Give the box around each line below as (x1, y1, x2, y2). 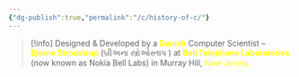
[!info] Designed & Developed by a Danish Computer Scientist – (30, 38, 266, 48)
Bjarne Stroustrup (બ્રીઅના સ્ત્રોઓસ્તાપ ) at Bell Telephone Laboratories (30, 47, 290, 58)
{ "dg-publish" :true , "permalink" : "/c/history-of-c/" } (8, 13, 210, 22)
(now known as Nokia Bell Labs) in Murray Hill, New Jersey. (30, 57, 251, 68)
